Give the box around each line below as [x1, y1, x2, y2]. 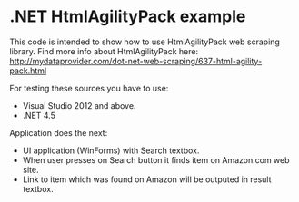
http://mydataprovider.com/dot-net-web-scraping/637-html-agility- [9, 55, 263, 66]
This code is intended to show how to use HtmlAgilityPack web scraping [9, 36, 280, 47]
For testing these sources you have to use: [9, 82, 169, 93]
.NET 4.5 [22, 110, 56, 120]
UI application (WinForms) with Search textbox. [22, 145, 200, 156]
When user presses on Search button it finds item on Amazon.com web [22, 154, 290, 165]
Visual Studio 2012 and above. [22, 100, 136, 111]
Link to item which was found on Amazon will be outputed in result [22, 174, 272, 185]
